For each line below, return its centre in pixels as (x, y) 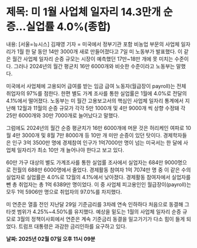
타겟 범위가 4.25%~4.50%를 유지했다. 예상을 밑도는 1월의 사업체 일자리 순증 (94, 212)
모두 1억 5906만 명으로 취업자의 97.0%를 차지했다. (64, 192)
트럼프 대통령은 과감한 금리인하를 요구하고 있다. (73, 226)
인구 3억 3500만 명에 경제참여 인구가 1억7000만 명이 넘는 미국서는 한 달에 (97, 142)
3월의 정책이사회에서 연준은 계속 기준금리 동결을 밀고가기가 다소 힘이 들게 (101, 219)
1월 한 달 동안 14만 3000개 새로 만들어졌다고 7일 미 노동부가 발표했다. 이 (100, 51)
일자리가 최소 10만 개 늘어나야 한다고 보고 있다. (71, 150)
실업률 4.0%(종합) (68, 27)
